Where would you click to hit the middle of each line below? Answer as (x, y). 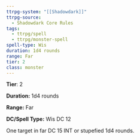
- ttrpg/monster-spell (40, 39)
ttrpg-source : (24, 17)
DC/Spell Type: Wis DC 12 (39, 119)
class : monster (25, 67)
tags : (13, 28)
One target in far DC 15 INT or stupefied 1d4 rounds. (70, 131)
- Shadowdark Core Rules (42, 23)
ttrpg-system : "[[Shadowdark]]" (46, 12)
